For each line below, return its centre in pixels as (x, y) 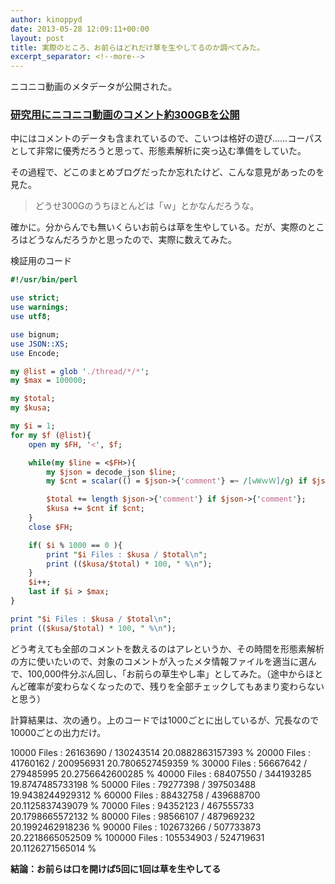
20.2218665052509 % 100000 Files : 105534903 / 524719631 (137, 837)
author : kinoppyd (46, 19)
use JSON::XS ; (40, 344)
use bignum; (35, 334)
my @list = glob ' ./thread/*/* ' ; (80, 371)
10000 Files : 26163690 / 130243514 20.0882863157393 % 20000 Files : (161, 752)
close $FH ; (51, 527)
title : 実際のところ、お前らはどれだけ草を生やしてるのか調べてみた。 (137, 47)
